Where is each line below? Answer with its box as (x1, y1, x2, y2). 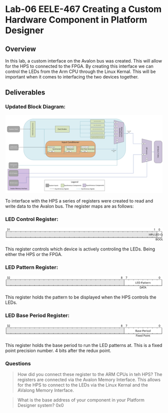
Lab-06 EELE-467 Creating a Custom (5, 3, 162, 15)
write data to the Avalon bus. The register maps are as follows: (5, 203, 134, 209)
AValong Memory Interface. (17, 387, 74, 393)
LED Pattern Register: (5, 263, 58, 270)
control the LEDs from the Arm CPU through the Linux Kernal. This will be (5, 68, 156, 74)
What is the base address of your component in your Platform (17, 397, 145, 403)
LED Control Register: (5, 215, 58, 222)
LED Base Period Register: (5, 311, 70, 318)
